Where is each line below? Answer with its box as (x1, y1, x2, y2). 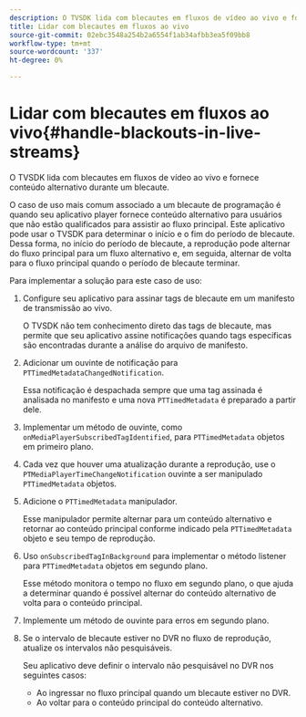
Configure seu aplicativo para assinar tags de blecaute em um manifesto (22, 293, 295, 304)
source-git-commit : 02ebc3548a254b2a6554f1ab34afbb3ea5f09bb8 (9, 30, 250, 39)
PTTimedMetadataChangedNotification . (22, 367, 165, 378)
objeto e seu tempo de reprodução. (22, 533, 156, 544)
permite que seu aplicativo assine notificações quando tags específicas (22, 329, 292, 340)
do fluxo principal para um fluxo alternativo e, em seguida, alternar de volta (9, 247, 291, 258)
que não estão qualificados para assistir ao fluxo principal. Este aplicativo (9, 218, 285, 229)
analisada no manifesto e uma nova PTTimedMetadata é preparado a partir (22, 394, 297, 405)
